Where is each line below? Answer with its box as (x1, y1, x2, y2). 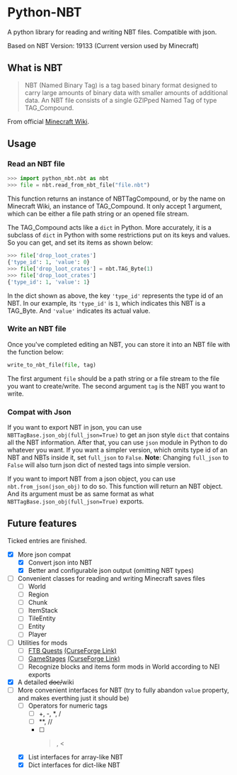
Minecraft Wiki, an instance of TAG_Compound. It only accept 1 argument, (7, 202, 223, 211)
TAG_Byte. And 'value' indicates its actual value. (7, 306, 151, 315)
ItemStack (28, 606, 58, 615)
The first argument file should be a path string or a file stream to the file (7, 374, 220, 383)
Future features (7, 518, 77, 530)
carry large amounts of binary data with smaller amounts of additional (24, 88, 229, 96)
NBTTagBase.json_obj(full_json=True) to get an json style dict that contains (7, 430, 230, 440)
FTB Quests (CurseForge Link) (28, 646, 117, 654)
